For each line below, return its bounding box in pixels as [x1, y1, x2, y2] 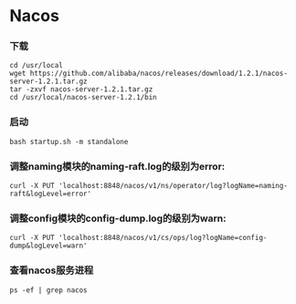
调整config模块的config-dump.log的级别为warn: [9, 212, 227, 225]
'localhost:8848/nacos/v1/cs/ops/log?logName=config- [58, 234, 268, 243]
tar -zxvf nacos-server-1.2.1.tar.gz [9, 85, 153, 94]
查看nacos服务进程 [9, 264, 94, 277]
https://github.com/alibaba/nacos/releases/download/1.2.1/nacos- [29, 69, 288, 79]
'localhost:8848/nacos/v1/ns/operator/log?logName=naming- [58, 182, 288, 191]
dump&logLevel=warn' [9, 241, 89, 251]
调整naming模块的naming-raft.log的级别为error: [9, 160, 226, 173]
